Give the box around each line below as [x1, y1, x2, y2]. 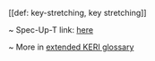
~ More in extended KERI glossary [8, 42, 134, 52]
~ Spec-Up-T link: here [8, 25, 94, 34]
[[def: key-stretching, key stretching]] [8, 8, 147, 18]
